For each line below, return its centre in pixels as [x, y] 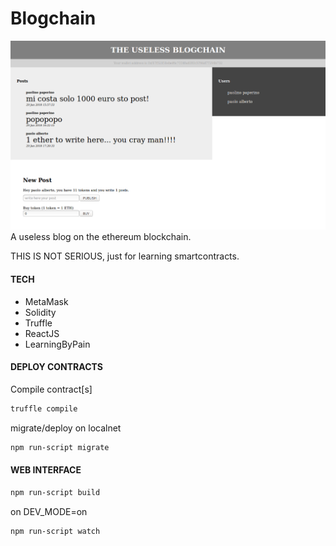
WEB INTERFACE [46, 470]
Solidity [40, 312]
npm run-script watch [55, 531]
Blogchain [53, 18]
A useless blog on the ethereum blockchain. [101, 237]
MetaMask [46, 301]
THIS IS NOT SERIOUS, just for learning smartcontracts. [125, 256]
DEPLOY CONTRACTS [56, 367]
